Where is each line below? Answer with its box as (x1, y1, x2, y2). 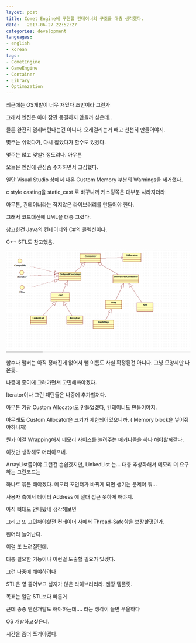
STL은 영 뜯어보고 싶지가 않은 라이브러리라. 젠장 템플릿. (6, 581, 133, 588)
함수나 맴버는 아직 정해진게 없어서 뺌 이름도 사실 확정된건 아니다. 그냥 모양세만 (6, 359, 184, 366)
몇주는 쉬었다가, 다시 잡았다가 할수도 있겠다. (6, 138, 106, 146)
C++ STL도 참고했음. (6, 238, 54, 246)
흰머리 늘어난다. (6, 531, 43, 538)
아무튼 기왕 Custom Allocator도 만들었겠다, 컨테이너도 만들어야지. (6, 404, 157, 411)
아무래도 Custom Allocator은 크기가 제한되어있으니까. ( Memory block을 (6, 417, 174, 424)
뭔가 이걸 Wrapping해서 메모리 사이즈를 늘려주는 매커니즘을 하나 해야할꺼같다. (6, 436, 184, 443)
